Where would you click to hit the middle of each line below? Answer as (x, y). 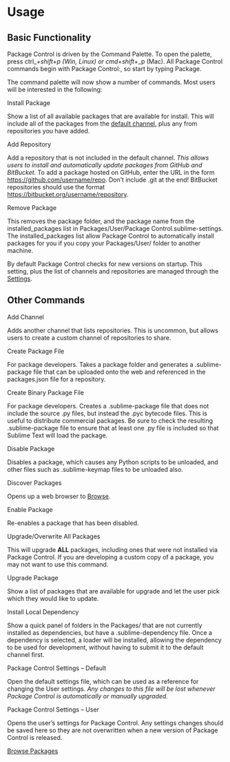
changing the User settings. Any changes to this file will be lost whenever (111, 689)
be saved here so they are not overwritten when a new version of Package (113, 730)
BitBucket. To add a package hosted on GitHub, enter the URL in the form (111, 172)
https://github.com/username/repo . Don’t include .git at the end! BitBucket (113, 180)
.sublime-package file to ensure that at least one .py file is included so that (113, 428)
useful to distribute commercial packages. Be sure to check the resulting (110, 420)
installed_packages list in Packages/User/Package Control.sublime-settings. (115, 228)
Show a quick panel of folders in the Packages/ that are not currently (105, 625)
